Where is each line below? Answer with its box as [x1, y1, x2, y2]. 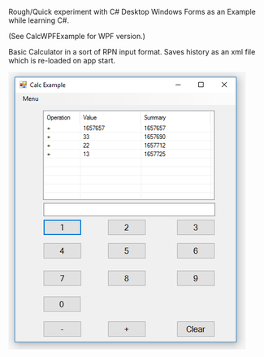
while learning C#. [8, 15, 70, 25]
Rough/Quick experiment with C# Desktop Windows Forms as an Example [8, 7, 256, 16]
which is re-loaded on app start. [8, 56, 116, 65]
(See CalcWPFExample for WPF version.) [8, 32, 146, 41]
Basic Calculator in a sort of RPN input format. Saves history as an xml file [8, 47, 256, 56]
